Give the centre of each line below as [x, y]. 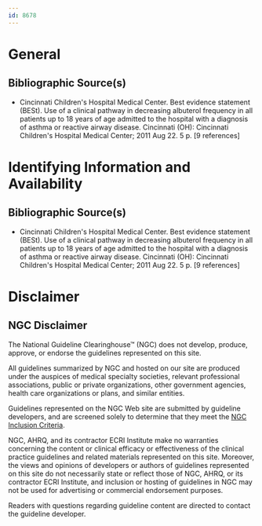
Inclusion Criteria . [36, 425]
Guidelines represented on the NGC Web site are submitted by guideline [124, 408]
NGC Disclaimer [48, 325]
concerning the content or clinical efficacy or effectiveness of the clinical [126, 448]
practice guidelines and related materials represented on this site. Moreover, [131, 457]
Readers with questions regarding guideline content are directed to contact [129, 505]
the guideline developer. [47, 513]
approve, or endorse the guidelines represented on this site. [105, 352]
